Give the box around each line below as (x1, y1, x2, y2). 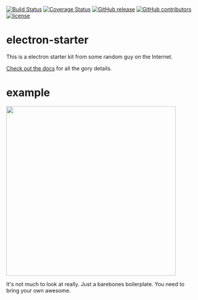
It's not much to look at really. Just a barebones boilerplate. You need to (6, 280, 185, 287)
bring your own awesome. (6, 287, 71, 294)
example (6, 86, 51, 99)
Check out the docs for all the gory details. (6, 64, 113, 72)
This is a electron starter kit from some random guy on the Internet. (6, 53, 173, 60)
